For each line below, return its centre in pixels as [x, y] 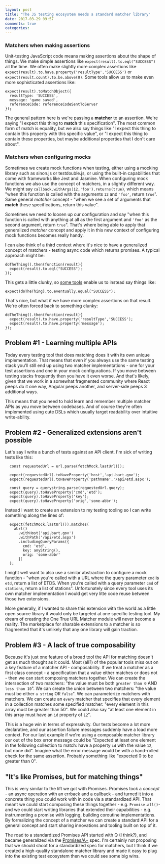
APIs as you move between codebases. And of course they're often [74, 407]
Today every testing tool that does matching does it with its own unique [78, 355]
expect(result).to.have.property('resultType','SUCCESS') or [68, 72]
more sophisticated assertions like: [40, 83]
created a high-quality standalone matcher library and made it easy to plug [81, 851]
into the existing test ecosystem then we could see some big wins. [72, 856]
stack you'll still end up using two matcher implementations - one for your [80, 365]
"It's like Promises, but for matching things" [74, 777]
